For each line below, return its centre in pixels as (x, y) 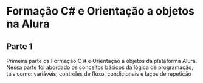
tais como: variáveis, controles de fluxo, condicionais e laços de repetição (99, 74)
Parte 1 (19, 46)
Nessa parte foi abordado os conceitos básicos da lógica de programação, (100, 67)
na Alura (28, 24)
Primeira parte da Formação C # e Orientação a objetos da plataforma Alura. (102, 61)
